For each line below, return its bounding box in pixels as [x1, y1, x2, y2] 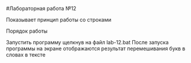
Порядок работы [6, 27, 48, 34]
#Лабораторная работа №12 [6, 5, 77, 12]
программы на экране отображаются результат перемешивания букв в [6, 45, 185, 52]
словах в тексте [6, 51, 45, 58]
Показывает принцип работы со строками [6, 16, 112, 23]
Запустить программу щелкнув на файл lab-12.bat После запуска [6, 39, 169, 45]
